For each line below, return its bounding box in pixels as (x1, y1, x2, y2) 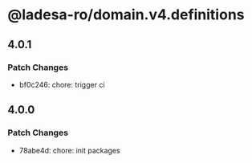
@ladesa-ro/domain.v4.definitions (7, 6, 245, 24)
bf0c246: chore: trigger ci (18, 79, 105, 89)
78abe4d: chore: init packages (18, 145, 121, 155)
